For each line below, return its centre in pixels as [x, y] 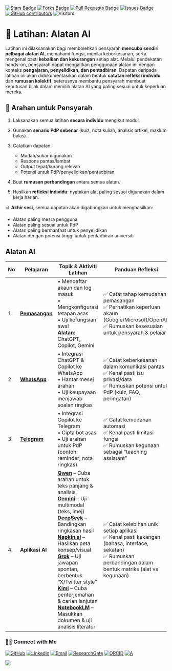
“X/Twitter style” [77, 582]
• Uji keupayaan [77, 392]
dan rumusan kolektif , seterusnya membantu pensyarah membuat [76, 81]
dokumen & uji [75, 620]
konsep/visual [74, 550]
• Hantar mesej [76, 379]
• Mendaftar [72, 281]
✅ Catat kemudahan [127, 419]
